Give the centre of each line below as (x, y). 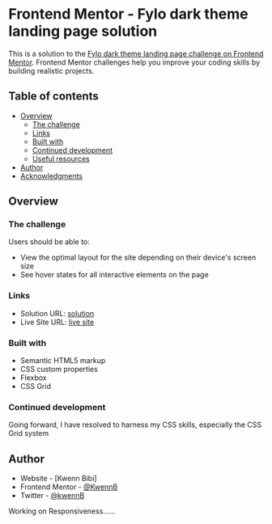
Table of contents (53, 97)
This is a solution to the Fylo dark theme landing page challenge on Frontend (136, 53)
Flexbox (33, 378)
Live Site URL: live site (57, 322)
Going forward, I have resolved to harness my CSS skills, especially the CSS (135, 425)
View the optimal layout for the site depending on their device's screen (138, 258)
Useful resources (61, 158)
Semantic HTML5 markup (63, 361)
